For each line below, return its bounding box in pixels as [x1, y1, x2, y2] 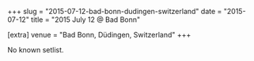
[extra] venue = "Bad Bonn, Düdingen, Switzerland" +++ [7, 30, 191, 39]
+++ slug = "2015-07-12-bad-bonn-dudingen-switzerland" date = [7, 7, 222, 16]
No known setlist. [7, 45, 64, 54]
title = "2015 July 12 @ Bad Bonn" [30, 15, 140, 24]
